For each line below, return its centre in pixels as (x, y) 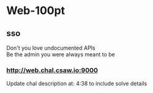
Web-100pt (36, 11)
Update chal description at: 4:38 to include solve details (77, 84)
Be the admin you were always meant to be (61, 54)
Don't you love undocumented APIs (51, 48)
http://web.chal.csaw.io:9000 (52, 70)
